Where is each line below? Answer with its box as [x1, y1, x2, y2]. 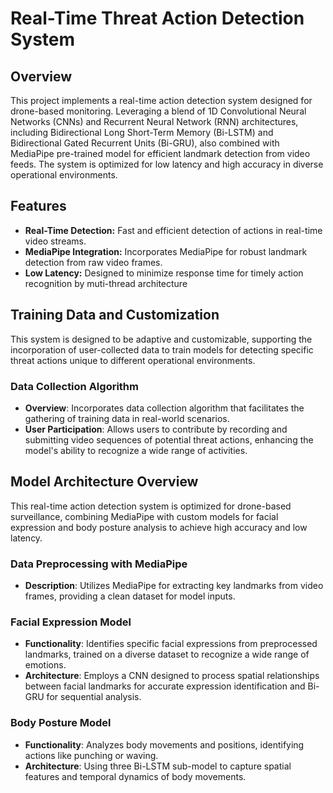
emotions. [24, 659, 67, 671]
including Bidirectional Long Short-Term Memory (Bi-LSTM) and [10, 127, 274, 138]
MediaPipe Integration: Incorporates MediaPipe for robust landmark [24, 245, 308, 257]
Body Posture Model [10, 716, 112, 730]
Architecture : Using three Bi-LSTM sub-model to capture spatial [24, 760, 292, 772]
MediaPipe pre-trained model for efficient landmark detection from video [10, 148, 311, 159]
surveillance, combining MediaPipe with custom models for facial [10, 510, 279, 522]
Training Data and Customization [10, 307, 220, 324]
